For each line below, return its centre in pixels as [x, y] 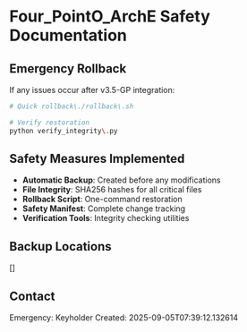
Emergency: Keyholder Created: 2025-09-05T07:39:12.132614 [124, 318]
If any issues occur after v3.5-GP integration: [92, 90]
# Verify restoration [50, 123]
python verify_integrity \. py [64, 131]
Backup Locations [60, 247]
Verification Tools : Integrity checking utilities [106, 218]
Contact [32, 296]
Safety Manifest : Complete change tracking [104, 209]
